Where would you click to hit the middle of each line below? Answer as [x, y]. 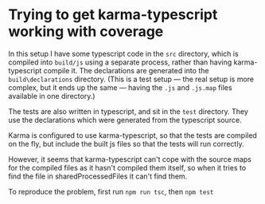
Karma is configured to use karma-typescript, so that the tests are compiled [132, 135]
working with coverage [86, 31]
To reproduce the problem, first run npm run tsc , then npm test [111, 191]
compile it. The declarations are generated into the [126, 70]
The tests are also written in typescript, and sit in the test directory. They [129, 111]
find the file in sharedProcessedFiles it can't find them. [98, 176]
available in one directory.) [52, 96]
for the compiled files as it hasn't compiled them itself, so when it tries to [127, 167]
